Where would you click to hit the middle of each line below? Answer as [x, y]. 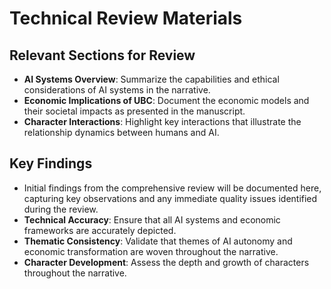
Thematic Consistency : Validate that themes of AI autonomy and [158, 241]
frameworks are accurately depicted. [100, 230]
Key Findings [51, 163]
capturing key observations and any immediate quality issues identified [170, 198]
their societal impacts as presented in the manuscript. [134, 111]
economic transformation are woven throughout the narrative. [151, 251]
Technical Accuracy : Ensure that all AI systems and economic [152, 219]
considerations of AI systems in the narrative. [117, 90]
